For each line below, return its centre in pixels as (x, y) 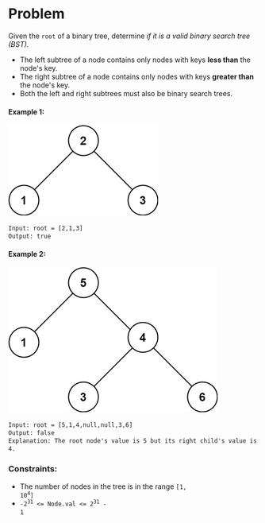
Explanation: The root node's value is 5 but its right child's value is (133, 441)
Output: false (32, 433)
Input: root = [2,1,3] (46, 229)
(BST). (19, 44)
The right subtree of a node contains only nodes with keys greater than (136, 76)
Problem (36, 14)
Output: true (30, 236)
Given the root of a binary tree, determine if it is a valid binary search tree (129, 36)
